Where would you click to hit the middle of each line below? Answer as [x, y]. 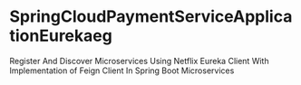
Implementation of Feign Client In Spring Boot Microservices [122, 71]
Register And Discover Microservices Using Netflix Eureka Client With [139, 61]
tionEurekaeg [61, 36]
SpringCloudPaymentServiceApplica [151, 17]
